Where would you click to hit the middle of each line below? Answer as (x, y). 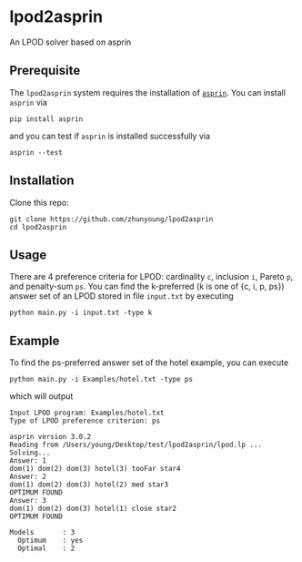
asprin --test (36, 152)
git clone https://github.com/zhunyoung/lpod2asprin (111, 219)
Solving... (30, 453)
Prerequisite (45, 71)
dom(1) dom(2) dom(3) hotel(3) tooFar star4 (95, 469)
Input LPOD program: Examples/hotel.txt (87, 413)
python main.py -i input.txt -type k (81, 313)
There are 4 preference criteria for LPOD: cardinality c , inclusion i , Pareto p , (151, 277)
